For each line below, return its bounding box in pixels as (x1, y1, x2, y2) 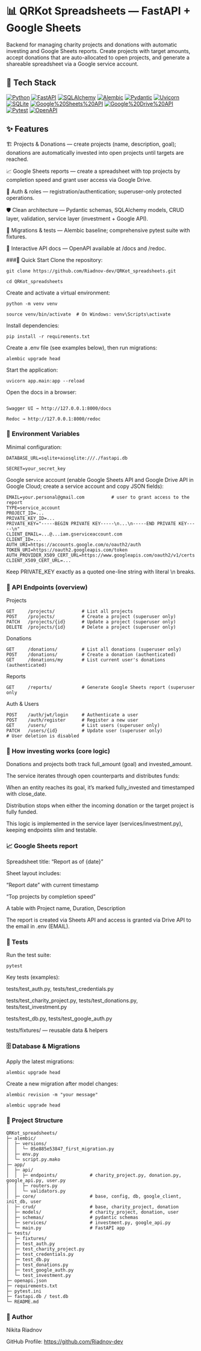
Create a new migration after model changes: (6, 1080, 119, 1087)
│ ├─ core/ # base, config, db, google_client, (6, 1193, 182, 1199)
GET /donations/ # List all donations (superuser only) (6, 646, 182, 653)
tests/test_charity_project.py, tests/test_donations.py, (6, 997, 138, 1004)
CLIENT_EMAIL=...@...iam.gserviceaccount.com (6, 531, 122, 537)
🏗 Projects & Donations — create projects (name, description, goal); (6, 140, 176, 148)
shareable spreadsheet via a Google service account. (6, 60, 139, 67)
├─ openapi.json (6, 1278, 47, 1284)
